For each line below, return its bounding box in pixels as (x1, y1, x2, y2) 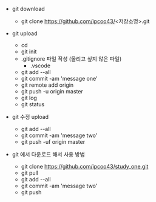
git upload (12, 30, 38, 37)
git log (21, 94, 38, 101)
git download (12, 5, 46, 12)
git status (21, 101, 45, 108)
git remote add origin (21, 81, 74, 89)
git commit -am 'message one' (21, 75, 98, 82)
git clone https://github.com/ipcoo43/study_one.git (21, 163, 149, 170)
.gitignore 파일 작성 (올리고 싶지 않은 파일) (21, 55, 122, 62)
